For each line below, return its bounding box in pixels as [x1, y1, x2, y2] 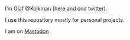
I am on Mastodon [5, 28, 49, 35]
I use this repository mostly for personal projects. [5, 16, 125, 23]
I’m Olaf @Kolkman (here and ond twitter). [5, 5, 108, 12]
